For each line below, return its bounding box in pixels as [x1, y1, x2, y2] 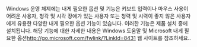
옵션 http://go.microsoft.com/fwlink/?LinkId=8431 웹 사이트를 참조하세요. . [17, 35, 191, 41]
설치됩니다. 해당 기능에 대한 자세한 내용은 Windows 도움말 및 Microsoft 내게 [6, 27, 183, 34]
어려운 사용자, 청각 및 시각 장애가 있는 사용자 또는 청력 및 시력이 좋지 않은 [6, 12, 175, 19]
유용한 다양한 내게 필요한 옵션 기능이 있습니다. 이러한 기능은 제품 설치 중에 [17, 20, 188, 26]
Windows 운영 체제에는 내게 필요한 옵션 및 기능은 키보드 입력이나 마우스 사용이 [6, 5, 189, 12]
